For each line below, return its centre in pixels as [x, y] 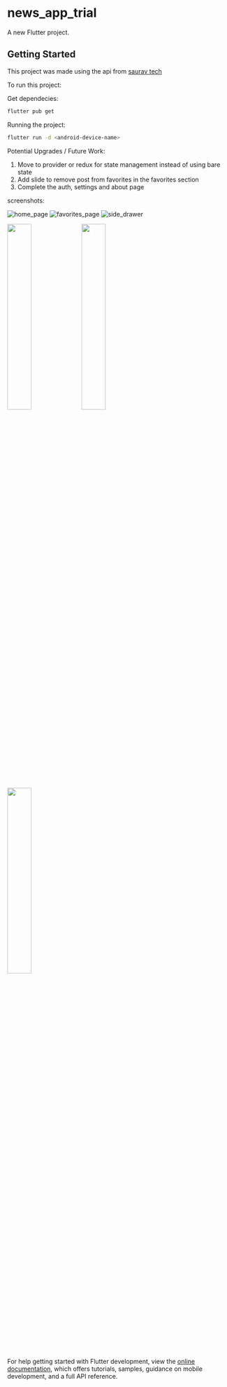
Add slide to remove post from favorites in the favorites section [108, 179]
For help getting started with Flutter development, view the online [101, 1361]
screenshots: [26, 200]
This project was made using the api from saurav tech [85, 71]
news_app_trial [52, 13]
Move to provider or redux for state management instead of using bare [119, 164]
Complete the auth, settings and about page [81, 186]
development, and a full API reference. [63, 1376]
